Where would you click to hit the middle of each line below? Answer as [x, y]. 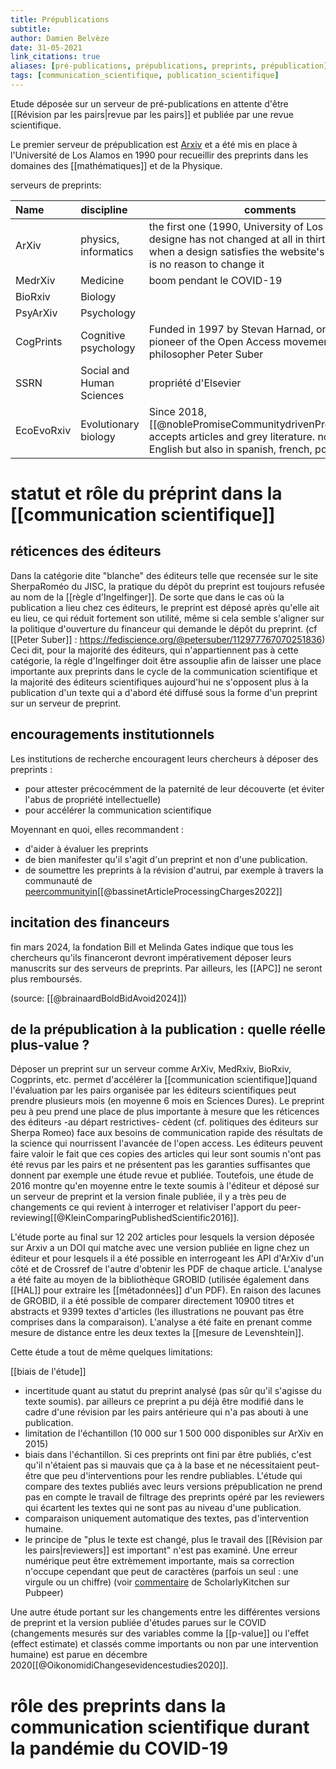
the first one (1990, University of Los [236, 226]
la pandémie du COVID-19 [119, 1748]
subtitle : [31, 29]
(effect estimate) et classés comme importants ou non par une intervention [164, 1644]
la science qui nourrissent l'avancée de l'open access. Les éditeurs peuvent [166, 1143]
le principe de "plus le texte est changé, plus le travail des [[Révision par [173, 1540]
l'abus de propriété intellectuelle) [93, 799]
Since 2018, [177, 411]
